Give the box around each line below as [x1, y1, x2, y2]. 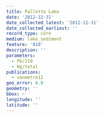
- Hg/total [11, 63, 38, 70]
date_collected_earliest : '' [6, 25, 78, 31]
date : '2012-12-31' [6, 14, 54, 20]
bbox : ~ [6, 91, 25, 97]
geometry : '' [6, 86, 38, 92]
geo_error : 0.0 [6, 80, 44, 86]
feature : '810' [6, 42, 44, 48]
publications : [6, 69, 41, 75]
